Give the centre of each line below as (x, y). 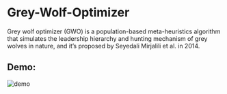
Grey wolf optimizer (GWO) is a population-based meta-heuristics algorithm (114, 31)
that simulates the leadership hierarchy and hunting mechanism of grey (107, 38)
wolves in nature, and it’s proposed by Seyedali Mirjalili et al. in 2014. (104, 46)
